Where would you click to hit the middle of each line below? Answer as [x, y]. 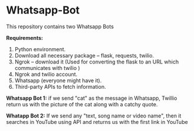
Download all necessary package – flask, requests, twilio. [84, 55]
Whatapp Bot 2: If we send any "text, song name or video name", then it [94, 116]
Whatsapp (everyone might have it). [58, 80]
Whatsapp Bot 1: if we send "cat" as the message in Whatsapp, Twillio [92, 98]
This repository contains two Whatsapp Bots [60, 26]
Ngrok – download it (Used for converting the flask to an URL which [96, 62]
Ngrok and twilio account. [46, 74]
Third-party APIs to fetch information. [60, 86]
